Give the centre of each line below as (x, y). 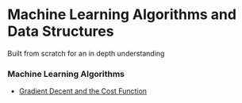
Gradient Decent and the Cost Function (83, 91)
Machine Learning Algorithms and (122, 15)
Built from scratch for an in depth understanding (86, 53)
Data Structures (61, 31)
